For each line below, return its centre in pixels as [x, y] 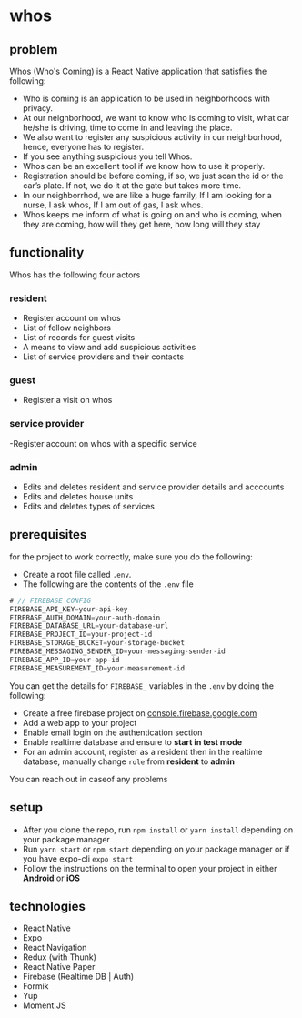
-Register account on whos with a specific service [103, 443]
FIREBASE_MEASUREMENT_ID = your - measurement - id [97, 668]
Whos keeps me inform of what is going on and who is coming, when [152, 214]
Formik [35, 986]
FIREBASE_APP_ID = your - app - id [65, 660]
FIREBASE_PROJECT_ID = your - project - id [81, 635]
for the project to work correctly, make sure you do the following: [131, 557]
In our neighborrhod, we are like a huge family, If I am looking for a [147, 195]
